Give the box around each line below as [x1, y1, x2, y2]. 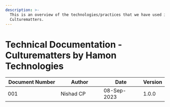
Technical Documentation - [5, 39, 122, 50]
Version [143, 79, 162, 86]
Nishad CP [60, 90, 86, 97]
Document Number [8, 79, 56, 86]
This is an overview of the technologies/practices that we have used [10, 12, 162, 17]
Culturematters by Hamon [5, 49, 117, 61]
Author [71, 79, 89, 86]
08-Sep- [103, 87, 126, 94]
